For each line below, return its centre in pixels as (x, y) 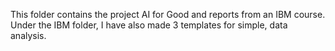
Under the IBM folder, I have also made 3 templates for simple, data (149, 25)
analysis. (28, 35)
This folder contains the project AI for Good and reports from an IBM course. (168, 14)
